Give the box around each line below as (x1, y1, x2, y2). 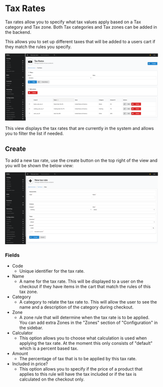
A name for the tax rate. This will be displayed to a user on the (19, 278, 144, 284)
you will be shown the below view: (5, 163, 74, 169)
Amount (12, 350, 28, 356)
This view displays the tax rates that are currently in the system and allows (5, 126, 154, 131)
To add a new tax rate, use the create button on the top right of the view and (5, 158, 158, 163)
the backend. (5, 29, 32, 35)
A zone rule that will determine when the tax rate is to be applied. (19, 314, 149, 320)
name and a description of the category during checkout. (19, 304, 134, 310)
